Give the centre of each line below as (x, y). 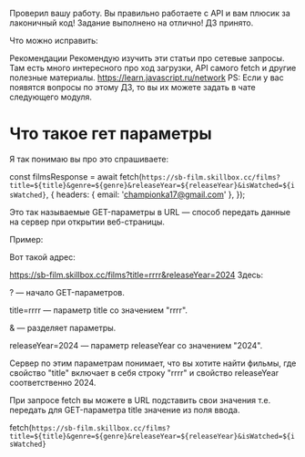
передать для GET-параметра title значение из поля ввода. (125, 410)
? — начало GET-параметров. (67, 292)
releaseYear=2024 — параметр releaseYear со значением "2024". (136, 345)
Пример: (26, 239)
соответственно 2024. (53, 382)
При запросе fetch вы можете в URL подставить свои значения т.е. (140, 400)
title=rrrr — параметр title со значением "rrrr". (99, 310)
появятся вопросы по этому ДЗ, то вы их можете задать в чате (133, 87)
